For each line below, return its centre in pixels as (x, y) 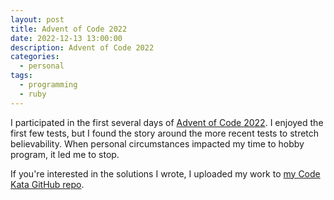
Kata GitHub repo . (47, 184)
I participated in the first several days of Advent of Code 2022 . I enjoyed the (167, 122)
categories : (35, 57)
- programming (48, 85)
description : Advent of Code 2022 (82, 47)
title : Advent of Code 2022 (69, 29)
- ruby (33, 94)
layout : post (37, 19)
